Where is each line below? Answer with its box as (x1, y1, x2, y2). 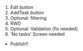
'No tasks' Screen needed (10, 31, 65, 37)
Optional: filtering (10, 15, 47, 21)
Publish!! (10, 41, 29, 47)
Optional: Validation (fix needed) (10, 26, 78, 32)
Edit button (10, 5, 34, 10)
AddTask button (10, 10, 44, 16)
